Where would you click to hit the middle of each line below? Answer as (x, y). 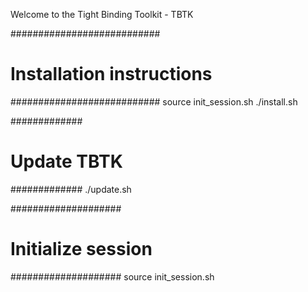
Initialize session (81, 249)
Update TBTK (66, 161)
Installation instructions (111, 74)
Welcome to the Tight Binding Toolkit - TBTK (102, 14)
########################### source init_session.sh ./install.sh (154, 101)
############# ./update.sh (71, 189)
